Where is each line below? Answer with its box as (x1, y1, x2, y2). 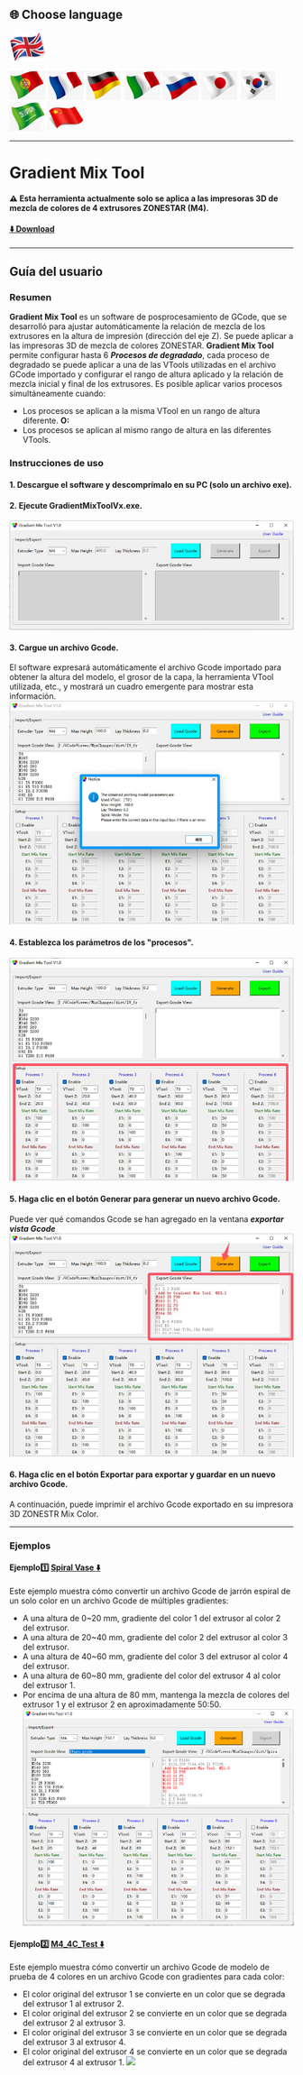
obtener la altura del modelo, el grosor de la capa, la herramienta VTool (9, 672, 274, 683)
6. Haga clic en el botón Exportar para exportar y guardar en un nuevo (9, 1469, 276, 1480)
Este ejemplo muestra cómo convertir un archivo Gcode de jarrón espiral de (9, 1585, 291, 1596)
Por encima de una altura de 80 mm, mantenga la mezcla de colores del (22, 1689, 290, 1700)
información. (9, 691, 57, 702)
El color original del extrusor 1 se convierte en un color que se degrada (22, 1988, 286, 2000)
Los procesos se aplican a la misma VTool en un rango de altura (22, 406, 261, 417)
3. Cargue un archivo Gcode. (9, 642, 119, 653)
